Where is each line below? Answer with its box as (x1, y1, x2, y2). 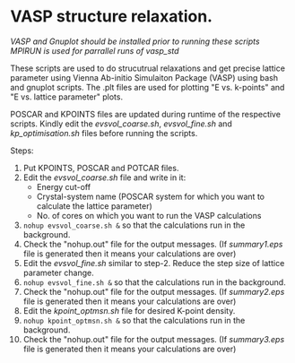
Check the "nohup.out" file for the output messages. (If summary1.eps (22, 238, 283, 249)
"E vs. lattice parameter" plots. (10, 91, 124, 102)
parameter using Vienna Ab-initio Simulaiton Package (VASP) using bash (10, 72, 279, 82)
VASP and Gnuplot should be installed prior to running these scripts (10, 36, 260, 47)
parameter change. (22, 267, 94, 278)
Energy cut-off (36, 181, 91, 192)
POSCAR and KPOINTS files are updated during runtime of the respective (10, 108, 282, 119)
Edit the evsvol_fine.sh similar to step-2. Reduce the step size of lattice (22, 257, 285, 268)
